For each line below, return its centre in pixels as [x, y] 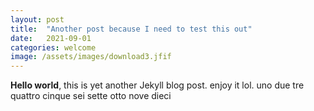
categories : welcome [53, 47]
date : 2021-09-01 [51, 38]
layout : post [37, 19]
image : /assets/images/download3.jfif [91, 57]
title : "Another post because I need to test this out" [131, 29]
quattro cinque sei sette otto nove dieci [91, 96]
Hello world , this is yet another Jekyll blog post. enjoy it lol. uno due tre [157, 85]
